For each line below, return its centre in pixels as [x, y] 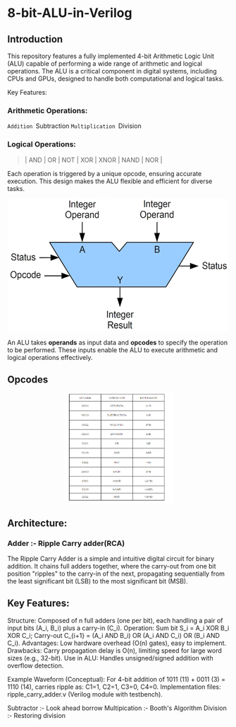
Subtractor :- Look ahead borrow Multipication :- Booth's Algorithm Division [117, 708]
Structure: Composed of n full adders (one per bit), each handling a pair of [115, 620]
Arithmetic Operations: [48, 110]
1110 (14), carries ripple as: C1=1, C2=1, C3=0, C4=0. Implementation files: [114, 687]
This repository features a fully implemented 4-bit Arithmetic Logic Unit [111, 56]
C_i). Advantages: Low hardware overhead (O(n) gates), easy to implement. [117, 643]
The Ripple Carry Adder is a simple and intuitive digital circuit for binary [111, 559]
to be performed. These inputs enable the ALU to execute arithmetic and [113, 350]
